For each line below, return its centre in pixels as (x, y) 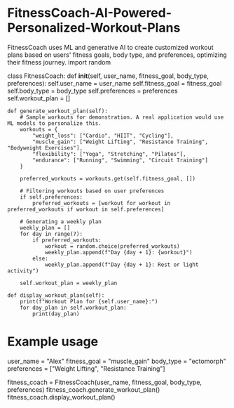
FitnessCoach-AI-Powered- (90, 13)
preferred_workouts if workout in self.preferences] (86, 209)
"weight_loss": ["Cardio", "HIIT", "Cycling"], (103, 136)
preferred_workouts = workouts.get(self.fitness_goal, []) (108, 178)
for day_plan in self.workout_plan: (74, 308)
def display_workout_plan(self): (56, 295)
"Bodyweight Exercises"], (45, 148)
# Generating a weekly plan (61, 222)
